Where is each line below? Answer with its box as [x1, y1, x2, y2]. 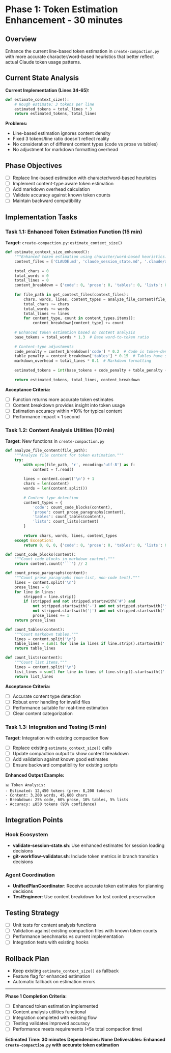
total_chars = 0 [14, 268, 49, 273]
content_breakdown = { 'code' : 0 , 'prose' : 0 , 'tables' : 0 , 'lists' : [14, 282, 163, 288]
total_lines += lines [23, 311, 70, 316]
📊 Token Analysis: [5, 783, 46, 788]
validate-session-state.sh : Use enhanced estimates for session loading [12, 842, 165, 848]
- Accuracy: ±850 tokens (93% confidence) [5, 802, 97, 807]
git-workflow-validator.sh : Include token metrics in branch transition [12, 853, 159, 860]
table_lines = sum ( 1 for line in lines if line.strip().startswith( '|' [14, 641, 169, 646]
